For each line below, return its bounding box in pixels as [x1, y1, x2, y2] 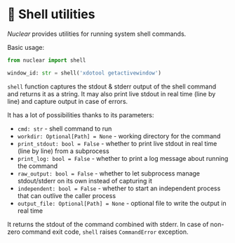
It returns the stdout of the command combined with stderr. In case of [7, 220, 209, 228]
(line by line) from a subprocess [17, 147, 110, 155]
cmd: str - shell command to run [17, 124, 112, 133]
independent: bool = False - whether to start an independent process [17, 184, 221, 192]
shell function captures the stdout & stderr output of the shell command [7, 82, 217, 91]
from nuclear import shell [7, 56, 86, 64]
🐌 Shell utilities [7, 6, 95, 22]
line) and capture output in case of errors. [7, 97, 128, 105]
